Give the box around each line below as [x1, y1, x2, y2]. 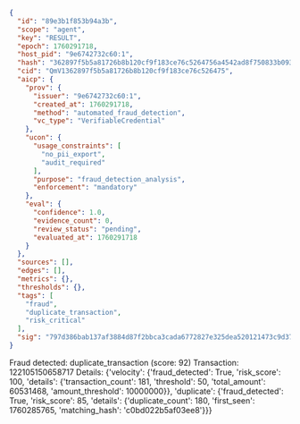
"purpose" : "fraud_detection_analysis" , [32, 174, 186, 183]
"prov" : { [25, 83, 62, 92]
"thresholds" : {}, [17, 283, 87, 292]
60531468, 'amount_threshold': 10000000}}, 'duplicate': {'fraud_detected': [9, 386, 284, 396]
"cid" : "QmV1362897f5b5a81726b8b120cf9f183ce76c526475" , [17, 67, 234, 76]
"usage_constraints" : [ [32, 141, 122, 150]
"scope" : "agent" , [17, 25, 87, 34]
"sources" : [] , [17, 258, 74, 267]
